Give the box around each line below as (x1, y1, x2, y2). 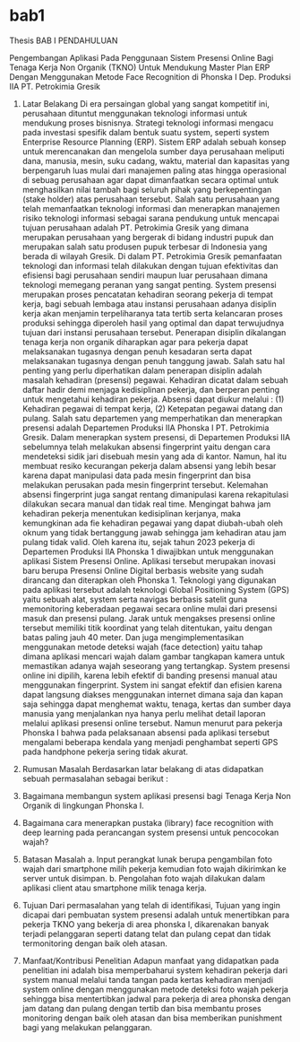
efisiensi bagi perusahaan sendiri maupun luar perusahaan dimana (21, 270, 269, 281)
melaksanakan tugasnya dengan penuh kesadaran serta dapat (21, 346, 253, 357)
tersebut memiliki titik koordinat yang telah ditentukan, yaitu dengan (21, 622, 273, 633)
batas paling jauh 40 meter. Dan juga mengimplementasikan (21, 631, 244, 642)
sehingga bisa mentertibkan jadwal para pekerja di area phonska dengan (21, 993, 291, 1004)
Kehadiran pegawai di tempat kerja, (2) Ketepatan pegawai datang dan (21, 403, 284, 413)
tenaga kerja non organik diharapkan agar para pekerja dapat (21, 336, 249, 347)
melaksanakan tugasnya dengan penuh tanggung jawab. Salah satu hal (21, 355, 285, 366)
